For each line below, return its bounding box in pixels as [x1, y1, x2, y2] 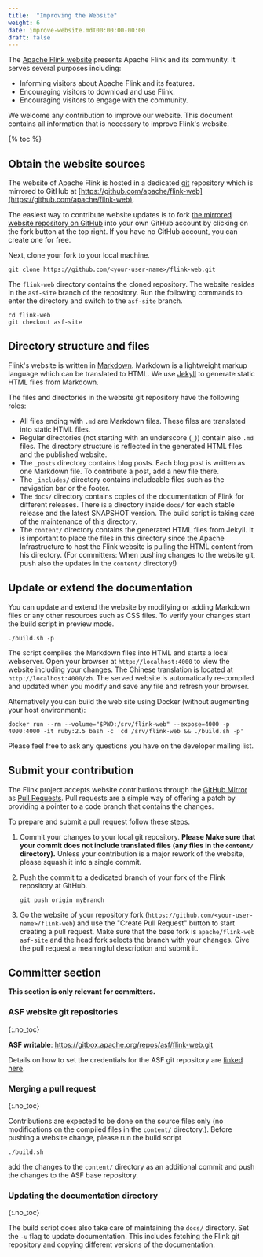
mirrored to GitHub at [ [8, 187, 82, 196]
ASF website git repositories [8, 1007, 119, 1018]
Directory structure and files [8, 339, 151, 353]
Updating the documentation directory [8, 1190, 159, 1201]
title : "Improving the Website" [8, 11, 118, 20]
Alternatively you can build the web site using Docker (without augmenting [8, 696, 250, 706]
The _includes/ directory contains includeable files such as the [19, 474, 225, 484]
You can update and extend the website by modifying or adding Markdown [8, 602, 250, 611]
